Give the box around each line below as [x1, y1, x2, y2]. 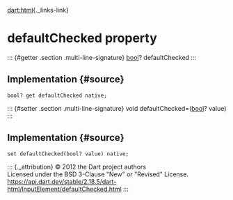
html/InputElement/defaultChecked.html [7, 185, 122, 193]
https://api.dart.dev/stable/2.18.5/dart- [7, 177, 117, 185]
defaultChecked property [7, 31, 158, 46]
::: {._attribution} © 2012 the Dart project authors [7, 162, 146, 171]
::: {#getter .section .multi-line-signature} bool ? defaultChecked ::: [7, 53, 197, 61]
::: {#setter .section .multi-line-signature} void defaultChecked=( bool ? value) [7, 104, 227, 112]
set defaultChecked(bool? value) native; [7, 150, 129, 157]
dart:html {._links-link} [7, 6, 70, 14]
